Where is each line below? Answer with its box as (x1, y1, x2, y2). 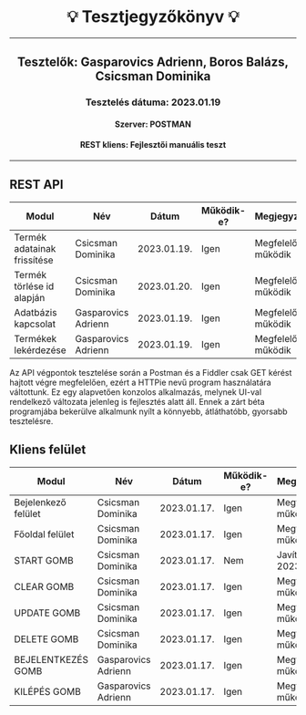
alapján (14, 291, 46, 304)
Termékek (14, 332, 57, 345)
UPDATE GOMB (14, 606, 81, 619)
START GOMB (14, 554, 75, 566)
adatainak (14, 242, 56, 254)
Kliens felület (9, 442, 87, 458)
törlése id (14, 280, 55, 293)
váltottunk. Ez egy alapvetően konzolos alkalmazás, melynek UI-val (9, 386, 262, 398)
